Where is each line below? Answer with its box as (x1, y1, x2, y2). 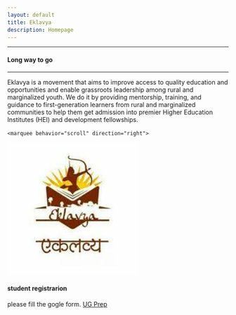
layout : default (7, 11, 55, 18)
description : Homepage (7, 26, 74, 33)
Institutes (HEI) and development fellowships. (7, 115, 138, 123)
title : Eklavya (7, 18, 52, 26)
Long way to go (7, 55, 53, 63)
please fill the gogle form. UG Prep (7, 299, 107, 308)
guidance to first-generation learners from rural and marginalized (7, 100, 196, 109)
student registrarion (7, 284, 67, 292)
